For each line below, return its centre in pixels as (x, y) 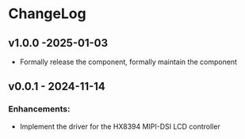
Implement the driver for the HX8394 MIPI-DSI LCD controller (120, 126)
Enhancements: (39, 109)
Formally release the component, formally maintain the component (128, 62)
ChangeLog (47, 14)
